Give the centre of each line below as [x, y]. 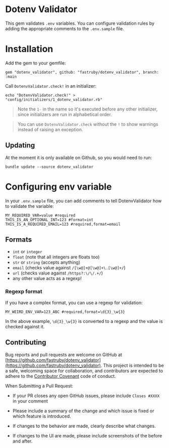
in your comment [30, 401]
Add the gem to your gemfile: [36, 63]
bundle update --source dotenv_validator [49, 167]
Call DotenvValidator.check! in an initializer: [51, 86]
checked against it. [25, 326]
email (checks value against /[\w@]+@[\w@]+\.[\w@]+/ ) [69, 268]
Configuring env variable [59, 186]
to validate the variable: [30, 206]
